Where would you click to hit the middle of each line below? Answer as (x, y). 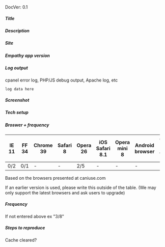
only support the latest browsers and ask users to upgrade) (65, 193)
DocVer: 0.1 (16, 7)
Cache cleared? (21, 240)
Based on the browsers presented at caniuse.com (55, 178)
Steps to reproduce (25, 227)
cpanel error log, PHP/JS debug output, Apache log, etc (61, 80)
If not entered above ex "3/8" (35, 217)
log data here (20, 89)
